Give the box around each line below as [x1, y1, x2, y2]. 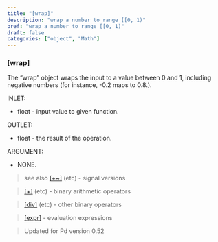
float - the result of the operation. [17, 134, 112, 143]
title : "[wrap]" [7, 10, 54, 17]
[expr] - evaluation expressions [23, 214, 113, 222]
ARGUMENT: [7, 147, 43, 156]
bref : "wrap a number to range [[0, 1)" [7, 23, 125, 29]
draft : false [7, 29, 45, 36]
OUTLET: [7, 121, 33, 129]
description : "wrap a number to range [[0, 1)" [7, 16, 146, 23]
